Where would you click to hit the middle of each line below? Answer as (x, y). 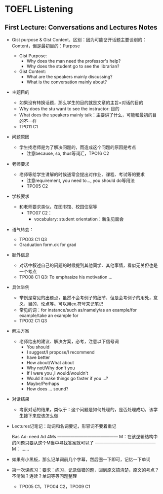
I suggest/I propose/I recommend (61, 352)
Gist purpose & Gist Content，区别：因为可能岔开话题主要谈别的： (79, 40)
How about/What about (50, 363)
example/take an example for (49, 316)
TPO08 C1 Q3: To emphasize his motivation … (66, 277)
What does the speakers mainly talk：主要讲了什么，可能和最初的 (86, 115)
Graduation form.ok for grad (48, 245)
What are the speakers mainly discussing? (69, 77)
